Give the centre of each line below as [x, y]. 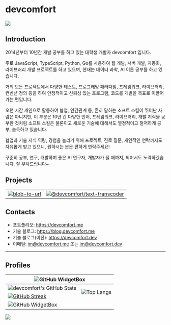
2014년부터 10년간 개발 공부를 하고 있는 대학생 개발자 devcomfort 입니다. [78, 52]
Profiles [18, 265]
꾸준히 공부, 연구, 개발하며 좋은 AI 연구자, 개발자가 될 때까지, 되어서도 [74, 157]
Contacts [20, 212]
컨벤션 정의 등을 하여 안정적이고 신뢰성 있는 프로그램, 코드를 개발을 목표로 [78, 93]
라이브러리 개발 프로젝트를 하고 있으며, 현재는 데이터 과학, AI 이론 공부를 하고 [81, 69]
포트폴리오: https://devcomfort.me [48, 225]
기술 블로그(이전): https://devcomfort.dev [55, 238]
